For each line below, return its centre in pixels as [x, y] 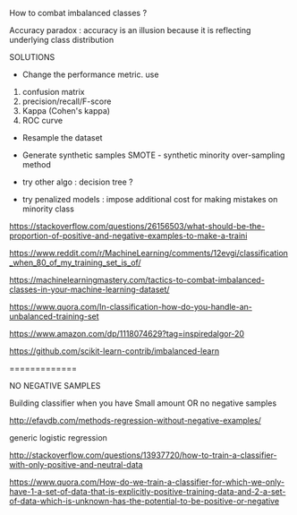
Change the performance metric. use [90, 74]
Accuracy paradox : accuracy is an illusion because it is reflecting [130, 30]
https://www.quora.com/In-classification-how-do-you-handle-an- [131, 307]
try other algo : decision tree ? [77, 182]
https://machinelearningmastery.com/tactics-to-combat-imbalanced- [137, 280]
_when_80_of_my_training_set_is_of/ [75, 262]
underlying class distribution [62, 40]
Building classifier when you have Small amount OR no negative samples [143, 403]
